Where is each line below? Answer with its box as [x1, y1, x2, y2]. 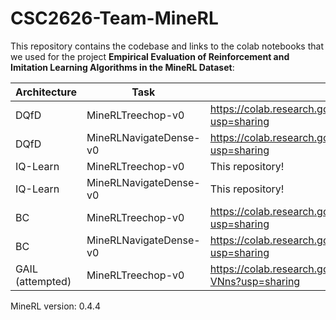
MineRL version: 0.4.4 [10, 300, 101, 312]
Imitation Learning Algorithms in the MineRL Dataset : [10, 61, 235, 73]
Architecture [15, 85, 77, 99]
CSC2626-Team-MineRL [10, 7, 219, 30]
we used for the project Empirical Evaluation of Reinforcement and [10, 50, 290, 62]
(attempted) [15, 274, 72, 288]
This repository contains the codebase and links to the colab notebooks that [10, 40, 324, 52]
